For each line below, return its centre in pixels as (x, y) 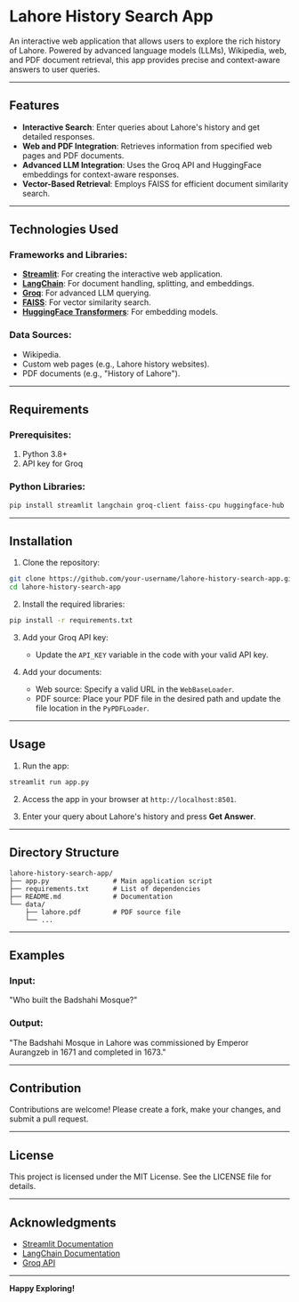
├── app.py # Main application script (111, 881)
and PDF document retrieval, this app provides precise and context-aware (145, 60)
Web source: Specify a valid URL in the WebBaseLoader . (135, 689)
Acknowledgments (63, 1222)
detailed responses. (58, 136)
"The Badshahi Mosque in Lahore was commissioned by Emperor (129, 1042)
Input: (22, 980)
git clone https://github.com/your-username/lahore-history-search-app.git (153, 579)
